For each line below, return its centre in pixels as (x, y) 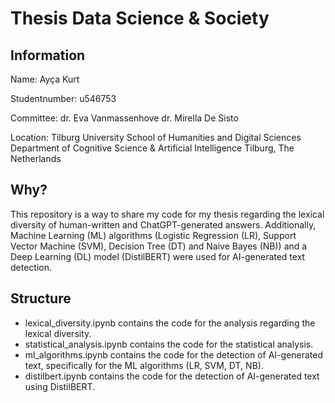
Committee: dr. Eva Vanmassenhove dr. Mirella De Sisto (124, 118)
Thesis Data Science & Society (140, 18)
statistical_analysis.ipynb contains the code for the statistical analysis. (169, 344)
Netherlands (36, 158)
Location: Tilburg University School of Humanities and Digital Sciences (156, 137)
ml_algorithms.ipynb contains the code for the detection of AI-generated (174, 354)
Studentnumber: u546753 (63, 98)
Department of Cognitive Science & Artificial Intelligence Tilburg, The (152, 148)
